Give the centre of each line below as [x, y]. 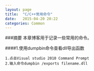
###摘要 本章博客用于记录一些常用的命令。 [48, 38]
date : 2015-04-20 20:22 [31, 19]
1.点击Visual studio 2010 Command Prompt [47, 59]
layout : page [18, 10]
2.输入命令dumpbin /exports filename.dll [47, 64]
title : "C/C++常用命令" [29, 14]
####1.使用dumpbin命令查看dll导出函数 [45, 48]
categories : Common [25, 23]
